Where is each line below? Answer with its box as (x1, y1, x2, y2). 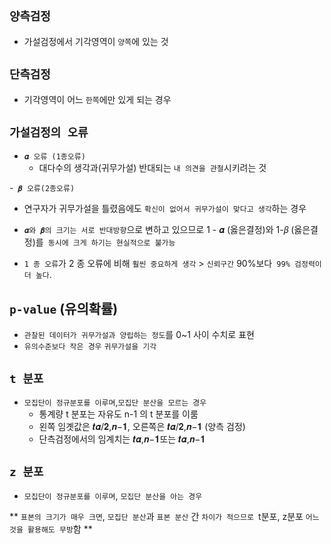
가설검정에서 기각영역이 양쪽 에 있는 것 (23, 35, 169, 47)
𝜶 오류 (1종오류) (23, 152, 86, 162)
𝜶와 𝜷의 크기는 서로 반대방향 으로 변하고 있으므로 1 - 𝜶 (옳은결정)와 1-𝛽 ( (23, 224, 295, 236)
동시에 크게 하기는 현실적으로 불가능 (47, 238, 176, 248)
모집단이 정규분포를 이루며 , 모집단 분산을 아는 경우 (23, 489, 203, 502)
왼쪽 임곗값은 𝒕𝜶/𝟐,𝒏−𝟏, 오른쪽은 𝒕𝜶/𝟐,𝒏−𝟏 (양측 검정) (38, 421, 246, 433)
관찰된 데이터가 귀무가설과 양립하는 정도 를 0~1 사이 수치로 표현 (23, 329, 255, 341)
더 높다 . (23, 269, 52, 281)
